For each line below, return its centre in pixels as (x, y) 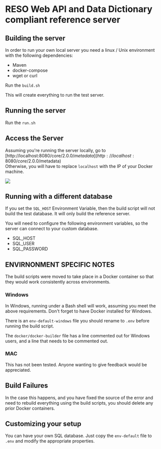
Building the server (35, 38)
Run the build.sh (23, 85)
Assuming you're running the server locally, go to (55, 150)
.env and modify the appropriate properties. (50, 441)
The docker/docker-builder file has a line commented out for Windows (78, 335)
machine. (15, 171)
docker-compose (30, 70)
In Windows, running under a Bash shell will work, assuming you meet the (80, 305)
